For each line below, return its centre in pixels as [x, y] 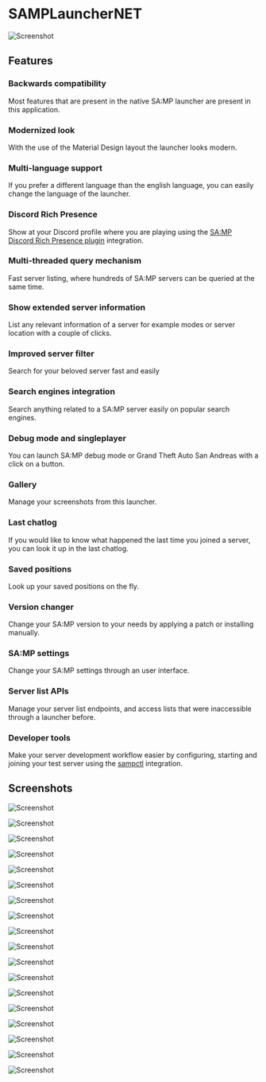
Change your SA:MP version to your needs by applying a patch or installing [131, 624]
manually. [24, 633]
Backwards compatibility [58, 84]
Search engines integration [62, 392]
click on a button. [37, 464]
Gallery [23, 484]
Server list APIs [39, 691]
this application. [35, 109]
